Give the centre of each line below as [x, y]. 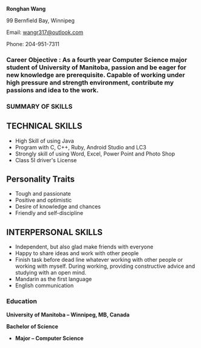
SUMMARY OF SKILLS [39, 106]
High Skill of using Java [44, 141]
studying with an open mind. [51, 273]
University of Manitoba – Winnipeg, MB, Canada [68, 315]
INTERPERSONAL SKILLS [55, 232]
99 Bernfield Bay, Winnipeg [40, 20]
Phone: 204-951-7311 [33, 44]
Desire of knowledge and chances [58, 206]
